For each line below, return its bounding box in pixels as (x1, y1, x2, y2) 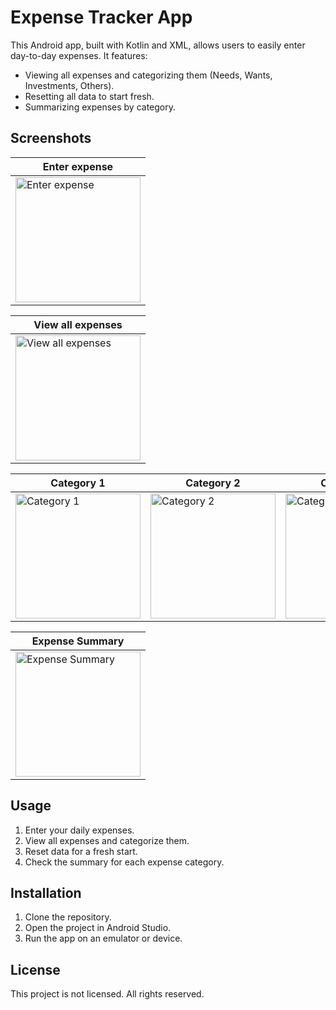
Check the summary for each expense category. (24, 856, 225, 868)
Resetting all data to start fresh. (24, 90, 155, 102)
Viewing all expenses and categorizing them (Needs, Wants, (24, 69, 273, 81)
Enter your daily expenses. (24, 824, 135, 836)
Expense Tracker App (10, 6, 193, 29)
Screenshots (10, 130, 92, 147)
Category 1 (50, 476, 106, 490)
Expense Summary (31, 634, 125, 648)
